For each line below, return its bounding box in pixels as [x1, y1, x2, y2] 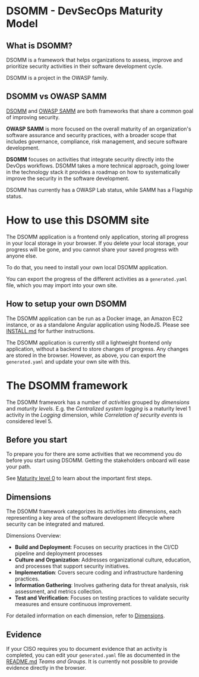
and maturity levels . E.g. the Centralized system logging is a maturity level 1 [6, 405, 191, 412]
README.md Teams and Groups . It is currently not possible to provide [6, 657, 178, 665]
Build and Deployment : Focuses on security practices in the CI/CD [14, 544, 179, 551]
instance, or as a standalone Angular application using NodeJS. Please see [6, 321, 190, 328]
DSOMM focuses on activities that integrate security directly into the [6, 156, 174, 163]
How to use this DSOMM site [6, 213, 150, 227]
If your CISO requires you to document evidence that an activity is [6, 645, 168, 652]
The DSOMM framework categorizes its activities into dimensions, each [6, 508, 182, 515]
